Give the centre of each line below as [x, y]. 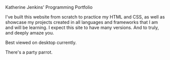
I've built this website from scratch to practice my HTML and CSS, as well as [85, 17]
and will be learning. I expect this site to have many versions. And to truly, [82, 27]
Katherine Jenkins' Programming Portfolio [49, 7]
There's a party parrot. [29, 52]
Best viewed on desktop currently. [41, 42]
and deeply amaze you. [30, 33]
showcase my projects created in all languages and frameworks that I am [82, 22]
